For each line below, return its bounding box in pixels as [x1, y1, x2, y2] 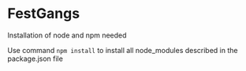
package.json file [7, 54, 64, 63]
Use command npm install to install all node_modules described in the [7, 45, 238, 55]
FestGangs [7, 5, 80, 23]
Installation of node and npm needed [7, 30, 127, 40]
